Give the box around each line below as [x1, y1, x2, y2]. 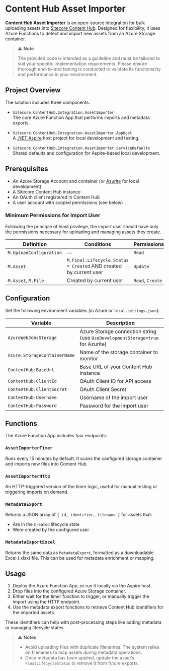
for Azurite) [79, 341, 107, 348]
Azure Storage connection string [79, 328, 157, 335]
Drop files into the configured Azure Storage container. [12, 588, 127, 594]
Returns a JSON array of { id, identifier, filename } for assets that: [5, 512, 152, 518]
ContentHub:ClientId [8, 378, 57, 384]
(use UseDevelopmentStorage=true [79, 334, 159, 341]
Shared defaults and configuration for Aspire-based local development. [12, 150, 160, 156]
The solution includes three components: [5, 99, 91, 105]
